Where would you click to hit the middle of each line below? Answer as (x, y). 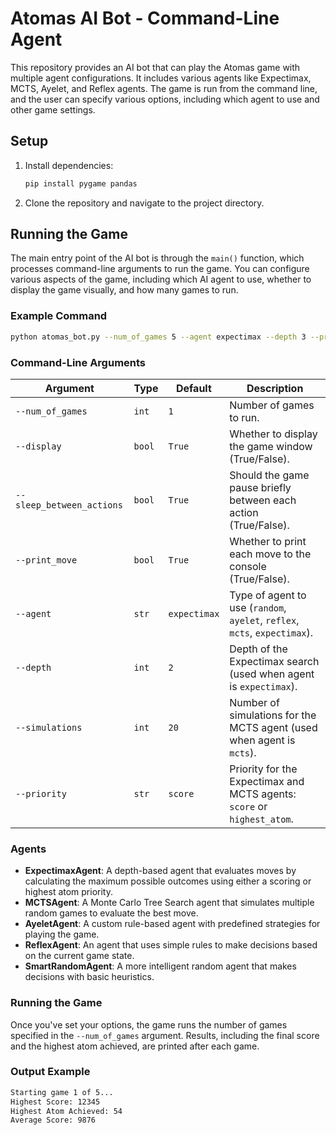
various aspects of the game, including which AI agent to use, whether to (161, 279)
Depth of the (258, 649)
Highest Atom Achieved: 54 (66, 1111)
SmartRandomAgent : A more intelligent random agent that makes (160, 966)
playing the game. (62, 934)
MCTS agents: (263, 794)
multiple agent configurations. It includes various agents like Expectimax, (161, 78)
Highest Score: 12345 (55, 1102)
